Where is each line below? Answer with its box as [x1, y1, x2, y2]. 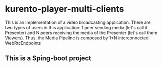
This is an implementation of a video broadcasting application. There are [5, 19, 151, 25]
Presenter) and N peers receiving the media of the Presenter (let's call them [5, 30, 158, 35]
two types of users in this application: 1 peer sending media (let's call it [5, 24, 148, 30]
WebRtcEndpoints [5, 40, 41, 46]
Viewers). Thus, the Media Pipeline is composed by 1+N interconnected [5, 35, 149, 41]
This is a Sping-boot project [5, 54, 92, 63]
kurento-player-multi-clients [5, 3, 124, 15]
